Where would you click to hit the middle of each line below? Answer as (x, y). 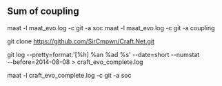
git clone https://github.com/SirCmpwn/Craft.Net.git (81, 41)
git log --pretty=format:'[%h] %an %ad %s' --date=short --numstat (103, 54)
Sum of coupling (43, 11)
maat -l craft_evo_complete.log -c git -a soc (69, 75)
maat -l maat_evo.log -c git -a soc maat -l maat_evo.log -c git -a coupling (111, 28)
